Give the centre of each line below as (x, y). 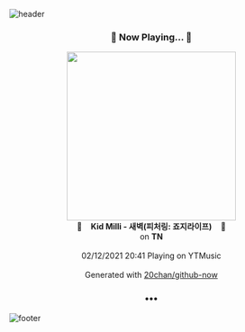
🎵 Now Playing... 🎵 (151, 37)
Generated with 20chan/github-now (151, 275)
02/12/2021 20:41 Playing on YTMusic (151, 256)
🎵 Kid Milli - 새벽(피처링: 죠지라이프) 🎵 (151, 227)
